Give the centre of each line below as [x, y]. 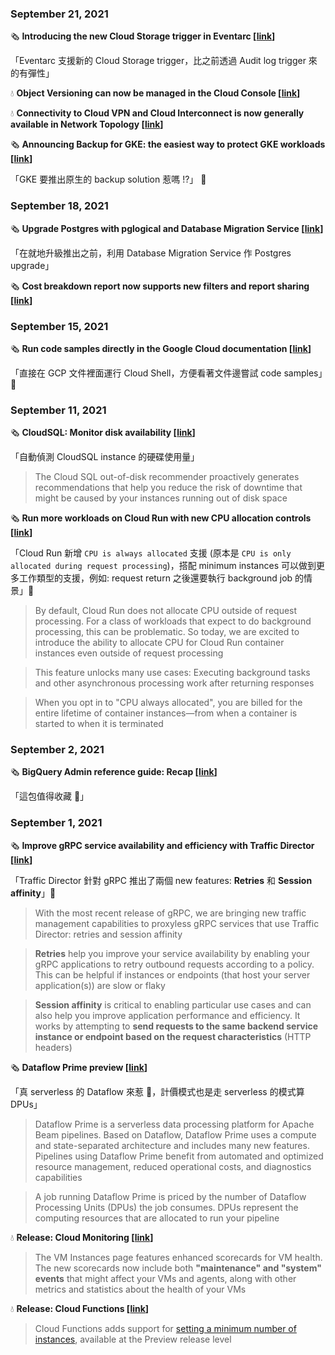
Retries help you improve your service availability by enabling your [172, 953]
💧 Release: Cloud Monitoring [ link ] [82, 1237]
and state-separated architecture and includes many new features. [172, 1145]
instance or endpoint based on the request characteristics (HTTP [173, 1036]
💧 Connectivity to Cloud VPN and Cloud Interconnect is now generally [157, 113]
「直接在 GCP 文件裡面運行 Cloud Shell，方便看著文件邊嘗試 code [146, 373]
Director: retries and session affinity [108, 934]
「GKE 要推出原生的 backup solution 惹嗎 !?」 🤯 [108, 179]
